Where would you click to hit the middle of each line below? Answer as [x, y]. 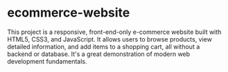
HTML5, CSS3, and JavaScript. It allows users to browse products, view [110, 39]
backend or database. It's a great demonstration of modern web [99, 54]
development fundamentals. [47, 61]
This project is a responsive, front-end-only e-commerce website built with [114, 32]
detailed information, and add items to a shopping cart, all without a [104, 46]
